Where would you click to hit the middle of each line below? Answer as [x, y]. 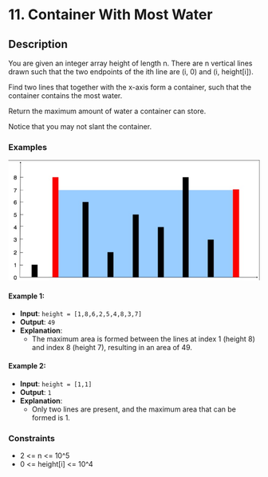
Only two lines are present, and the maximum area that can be [134, 409]
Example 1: [27, 296]
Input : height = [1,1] [56, 384]
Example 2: [27, 365]
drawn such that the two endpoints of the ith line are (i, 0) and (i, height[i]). [131, 72]
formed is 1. [51, 417]
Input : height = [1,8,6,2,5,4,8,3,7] [81, 313]
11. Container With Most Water [110, 15]
